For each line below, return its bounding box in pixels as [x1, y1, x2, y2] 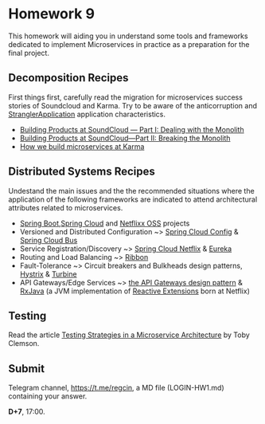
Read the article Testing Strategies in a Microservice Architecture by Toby [8, 330, 251, 340]
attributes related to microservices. [8, 202, 123, 212]
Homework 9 [8, 5, 95, 23]
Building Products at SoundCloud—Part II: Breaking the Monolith [19, 133, 231, 143]
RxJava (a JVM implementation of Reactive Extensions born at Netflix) [19, 286, 251, 296]
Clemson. [8, 339, 40, 348]
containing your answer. [8, 391, 88, 401]
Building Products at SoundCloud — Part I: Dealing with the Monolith [19, 124, 244, 134]
